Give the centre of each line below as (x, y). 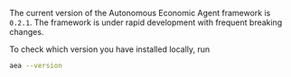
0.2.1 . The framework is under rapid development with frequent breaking (146, 22)
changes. (27, 32)
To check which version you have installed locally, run (110, 49)
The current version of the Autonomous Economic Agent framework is (140, 13)
